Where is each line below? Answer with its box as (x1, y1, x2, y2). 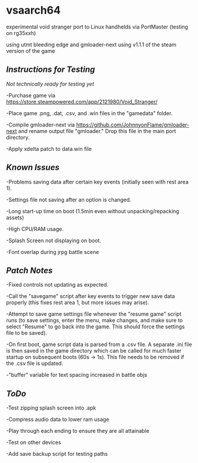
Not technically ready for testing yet (6, 80, 94, 87)
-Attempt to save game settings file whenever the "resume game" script (6, 310, 182, 318)
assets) (6, 214, 24, 221)
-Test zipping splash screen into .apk (6, 404, 97, 411)
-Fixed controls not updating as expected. (6, 281, 108, 288)
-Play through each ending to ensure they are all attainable (6, 427, 149, 435)
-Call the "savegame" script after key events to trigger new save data (6, 293, 175, 300)
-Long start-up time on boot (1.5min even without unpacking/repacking (6, 207, 180, 214)
